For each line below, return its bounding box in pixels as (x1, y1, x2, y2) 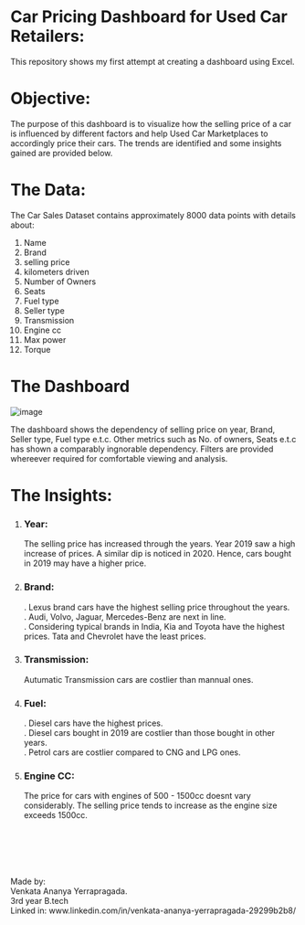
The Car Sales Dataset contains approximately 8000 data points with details (10, 209, 296, 220)
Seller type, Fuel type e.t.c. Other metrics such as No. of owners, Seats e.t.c (10, 433, 297, 444)
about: (10, 219, 35, 230)
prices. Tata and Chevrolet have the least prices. (23, 631, 206, 642)
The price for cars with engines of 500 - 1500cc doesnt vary (23, 791, 252, 802)
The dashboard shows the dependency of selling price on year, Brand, (10, 423, 276, 435)
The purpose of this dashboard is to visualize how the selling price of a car (10, 118, 291, 129)
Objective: (10, 89, 91, 109)
